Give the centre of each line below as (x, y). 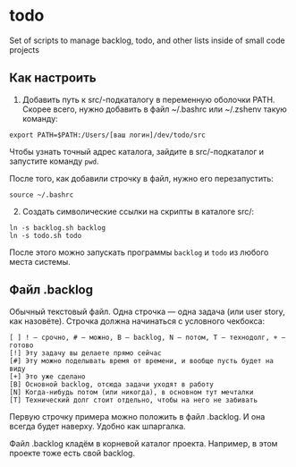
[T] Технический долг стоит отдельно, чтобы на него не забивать (133, 400)
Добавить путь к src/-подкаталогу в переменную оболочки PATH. (148, 99)
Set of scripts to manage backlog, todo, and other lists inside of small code (147, 40)
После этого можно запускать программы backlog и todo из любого (139, 252)
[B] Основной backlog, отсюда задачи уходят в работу (112, 384)
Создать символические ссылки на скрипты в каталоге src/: (138, 211)
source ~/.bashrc (42, 195)
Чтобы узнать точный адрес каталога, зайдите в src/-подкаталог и (136, 151)
